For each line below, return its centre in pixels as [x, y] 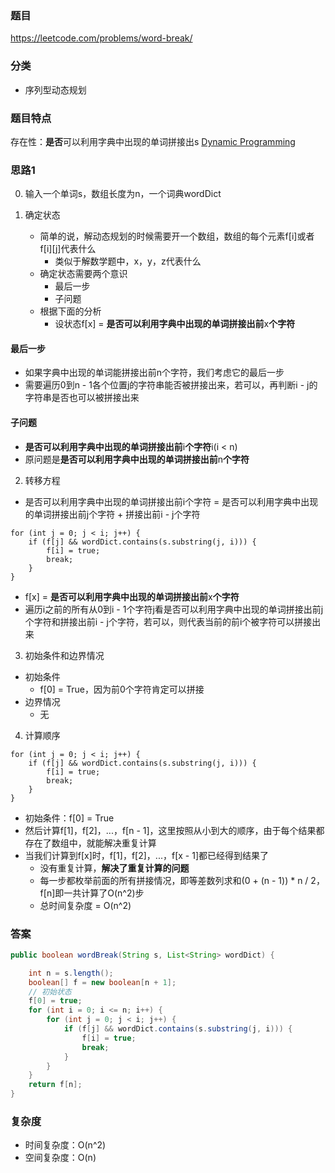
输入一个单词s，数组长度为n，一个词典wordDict [123, 194]
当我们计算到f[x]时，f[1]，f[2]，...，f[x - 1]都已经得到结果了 [146, 855]
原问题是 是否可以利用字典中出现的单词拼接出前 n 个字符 [137, 459]
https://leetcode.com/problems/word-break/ [101, 38]
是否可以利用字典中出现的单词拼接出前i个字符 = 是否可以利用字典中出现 [171, 501]
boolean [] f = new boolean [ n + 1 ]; [102, 982]
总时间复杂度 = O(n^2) [85, 905]
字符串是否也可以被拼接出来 [82, 398]
